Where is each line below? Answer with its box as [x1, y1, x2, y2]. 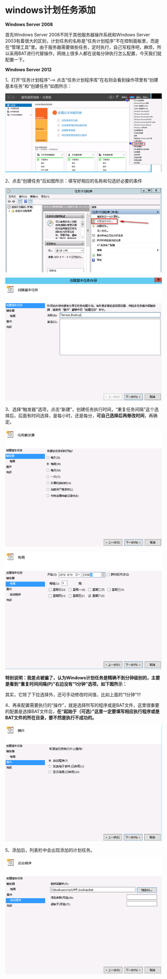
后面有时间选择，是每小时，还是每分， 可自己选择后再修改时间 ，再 [18, 412, 153, 419]
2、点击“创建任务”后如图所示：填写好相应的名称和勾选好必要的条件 [5, 178, 143, 184]
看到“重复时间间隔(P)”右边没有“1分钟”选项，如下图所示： [9, 681, 127, 687]
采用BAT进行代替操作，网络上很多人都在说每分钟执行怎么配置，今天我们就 [9, 50, 162, 56]
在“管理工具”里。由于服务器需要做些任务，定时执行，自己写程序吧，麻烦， [5, 44, 158, 50]
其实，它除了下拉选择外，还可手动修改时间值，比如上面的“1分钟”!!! [5, 691, 141, 697]
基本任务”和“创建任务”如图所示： [5, 83, 72, 89]
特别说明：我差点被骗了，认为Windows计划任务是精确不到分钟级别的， [5, 674, 152, 681]
